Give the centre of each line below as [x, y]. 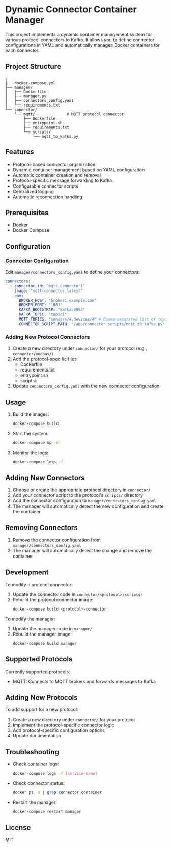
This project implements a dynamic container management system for [79, 34]
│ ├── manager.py [26, 96]
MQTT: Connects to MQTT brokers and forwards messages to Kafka [84, 681]
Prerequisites [27, 213]
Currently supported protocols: [38, 672]
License [18, 827]
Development [27, 572]
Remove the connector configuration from [56, 540]
